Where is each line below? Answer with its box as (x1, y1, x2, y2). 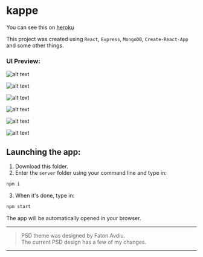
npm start (6, 203, 31, 209)
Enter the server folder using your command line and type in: (14, 169, 167, 177)
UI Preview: (6, 57, 40, 65)
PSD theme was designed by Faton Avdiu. (21, 232, 126, 239)
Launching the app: (6, 146, 81, 157)
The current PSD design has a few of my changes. (21, 238, 147, 246)
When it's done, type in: (14, 192, 75, 199)
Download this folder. (14, 163, 68, 170)
